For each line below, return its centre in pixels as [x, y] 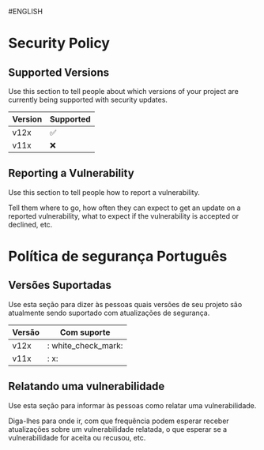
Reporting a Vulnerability [71, 173]
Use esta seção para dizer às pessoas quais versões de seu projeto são [125, 304]
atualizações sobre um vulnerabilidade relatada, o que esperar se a [118, 429]
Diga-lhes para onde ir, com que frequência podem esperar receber [119, 421]
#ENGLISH [26, 11]
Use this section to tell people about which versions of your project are [123, 91]
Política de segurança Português [118, 257]
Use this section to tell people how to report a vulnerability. [104, 192]
